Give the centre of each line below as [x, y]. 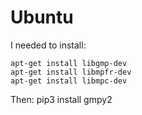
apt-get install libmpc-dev [69, 81]
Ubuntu [42, 17]
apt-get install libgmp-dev [69, 63]
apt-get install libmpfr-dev [71, 72]
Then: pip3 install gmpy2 [61, 99]
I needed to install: [48, 45]
